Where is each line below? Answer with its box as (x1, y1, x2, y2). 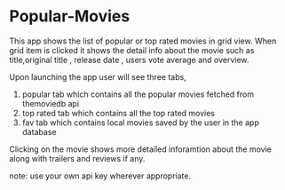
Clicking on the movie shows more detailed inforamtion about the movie (9, 144, 273, 154)
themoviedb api (21, 98, 80, 108)
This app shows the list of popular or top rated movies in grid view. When (9, 36, 277, 46)
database (21, 126, 57, 137)
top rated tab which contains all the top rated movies (21, 107, 216, 118)
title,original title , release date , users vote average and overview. (9, 54, 249, 65)
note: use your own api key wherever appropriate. (9, 170, 192, 181)
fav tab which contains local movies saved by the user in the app (21, 117, 259, 128)
